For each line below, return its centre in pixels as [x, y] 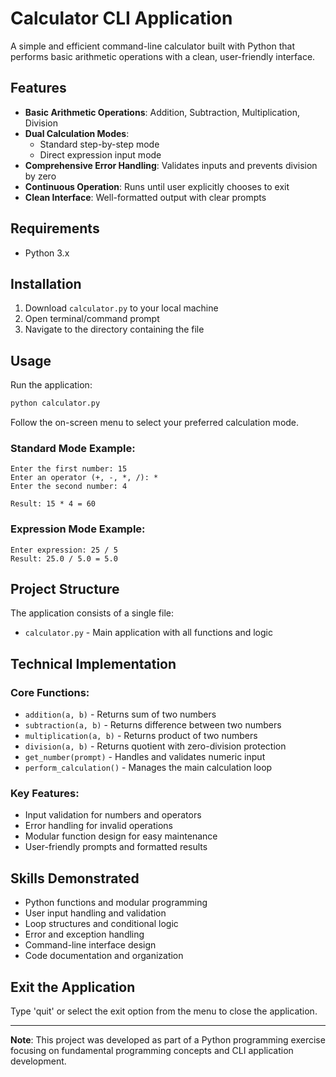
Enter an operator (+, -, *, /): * [84, 478]
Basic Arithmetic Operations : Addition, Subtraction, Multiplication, [162, 112]
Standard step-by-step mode [99, 144]
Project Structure [65, 589]
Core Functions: [50, 692]
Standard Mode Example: [73, 448]
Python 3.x [47, 253]
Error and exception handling [84, 934]
